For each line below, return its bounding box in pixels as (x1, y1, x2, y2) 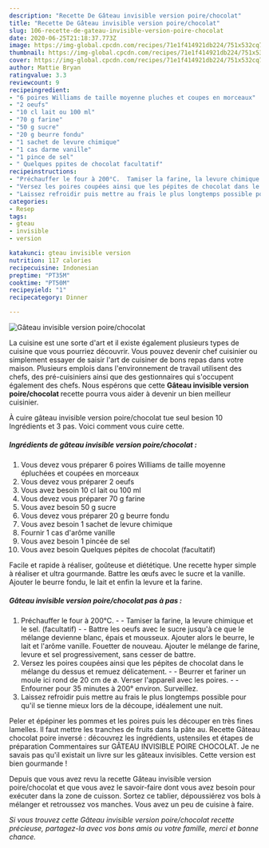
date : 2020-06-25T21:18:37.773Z (9, 34, 117, 42)
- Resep (9, 205, 35, 213)
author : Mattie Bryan (9, 64, 81, 72)
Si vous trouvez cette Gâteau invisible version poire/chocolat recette (9, 814, 235, 824)
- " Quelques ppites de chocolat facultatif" (9, 161, 163, 169)
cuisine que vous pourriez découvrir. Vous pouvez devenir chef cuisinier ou (9, 347, 258, 356)
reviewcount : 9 (9, 78, 60, 86)
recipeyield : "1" (9, 286, 67, 294)
